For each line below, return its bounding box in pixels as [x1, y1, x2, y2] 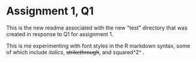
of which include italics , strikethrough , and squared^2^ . [6, 48, 145, 55]
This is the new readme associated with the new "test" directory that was [6, 24, 188, 31]
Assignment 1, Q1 [6, 4, 94, 18]
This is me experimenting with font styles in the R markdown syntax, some [6, 42, 191, 49]
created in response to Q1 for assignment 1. [6, 30, 114, 37]
